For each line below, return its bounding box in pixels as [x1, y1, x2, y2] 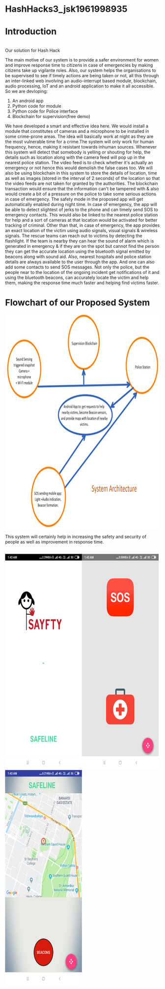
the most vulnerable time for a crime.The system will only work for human [5, 139, 154, 145]
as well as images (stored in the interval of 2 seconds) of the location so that [5, 176, 160, 181]
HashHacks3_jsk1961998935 [5, 3, 128, 15]
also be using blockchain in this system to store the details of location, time [5, 170, 157, 176]
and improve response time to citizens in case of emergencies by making [5, 62, 153, 68]
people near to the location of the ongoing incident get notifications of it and [5, 270, 160, 275]
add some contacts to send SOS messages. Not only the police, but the [5, 264, 150, 270]
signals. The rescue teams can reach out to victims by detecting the [5, 233, 142, 239]
